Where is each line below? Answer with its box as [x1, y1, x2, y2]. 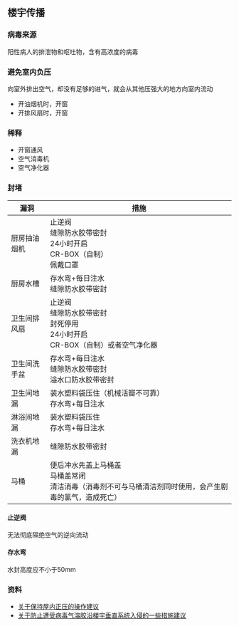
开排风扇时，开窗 [17, 108, 68, 117]
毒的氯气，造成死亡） [49, 492, 122, 502]
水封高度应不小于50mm [7, 565, 76, 573]
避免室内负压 [7, 67, 52, 77]
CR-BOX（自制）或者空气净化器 [49, 340, 158, 350]
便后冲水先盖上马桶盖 [49, 460, 122, 470]
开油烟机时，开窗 [17, 99, 68, 108]
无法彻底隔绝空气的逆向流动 [7, 530, 89, 539]
